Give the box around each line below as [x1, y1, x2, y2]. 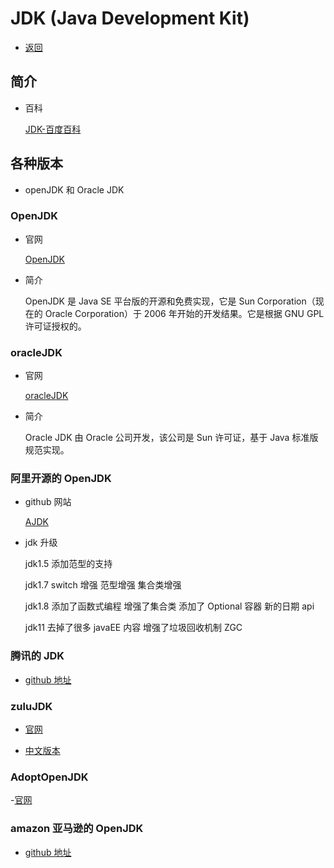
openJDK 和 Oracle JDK [24, 183, 125, 196]
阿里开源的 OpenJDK [10, 472, 112, 486]
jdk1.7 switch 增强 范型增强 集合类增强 [24, 579, 182, 591]
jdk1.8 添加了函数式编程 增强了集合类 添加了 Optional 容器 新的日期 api [24, 600, 315, 612]
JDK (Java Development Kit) [10, 7, 250, 30]
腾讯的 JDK [10, 649, 65, 663]
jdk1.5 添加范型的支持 [24, 558, 113, 570]
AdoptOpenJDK [10, 770, 89, 784]
